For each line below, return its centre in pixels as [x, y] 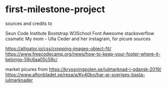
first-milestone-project [55, 9]
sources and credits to [29, 23]
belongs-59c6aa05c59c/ [31, 59]
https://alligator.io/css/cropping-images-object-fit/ [58, 48]
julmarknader [19, 80]
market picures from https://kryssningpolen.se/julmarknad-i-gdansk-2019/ [83, 69]
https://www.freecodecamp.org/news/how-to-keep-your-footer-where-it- [83, 54]
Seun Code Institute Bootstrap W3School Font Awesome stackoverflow [80, 33]
